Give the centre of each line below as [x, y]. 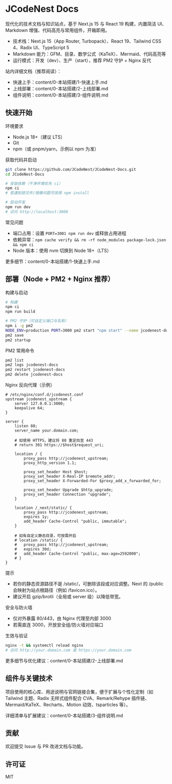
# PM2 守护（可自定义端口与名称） [37, 321]
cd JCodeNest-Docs [25, 174]
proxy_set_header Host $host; [56, 472]
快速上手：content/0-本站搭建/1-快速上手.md [60, 82]
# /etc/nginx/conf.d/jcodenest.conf [44, 395]
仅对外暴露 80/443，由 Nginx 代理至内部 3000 [62, 618]
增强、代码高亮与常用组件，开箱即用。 [69, 30]
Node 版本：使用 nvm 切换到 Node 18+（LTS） [62, 250]
